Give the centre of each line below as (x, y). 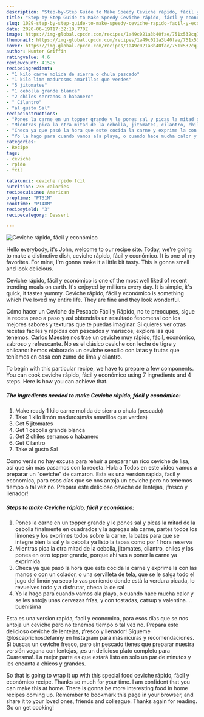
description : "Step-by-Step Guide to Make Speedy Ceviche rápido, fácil (100, 12)
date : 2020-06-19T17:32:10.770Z (47, 29)
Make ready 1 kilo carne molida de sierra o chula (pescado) (89, 411)
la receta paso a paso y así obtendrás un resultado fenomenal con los (93, 318)
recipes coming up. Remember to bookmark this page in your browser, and (100, 695)
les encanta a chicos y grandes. (46, 664)
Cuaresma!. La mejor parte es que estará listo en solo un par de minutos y (99, 657)
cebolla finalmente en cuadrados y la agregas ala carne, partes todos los (106, 529)
